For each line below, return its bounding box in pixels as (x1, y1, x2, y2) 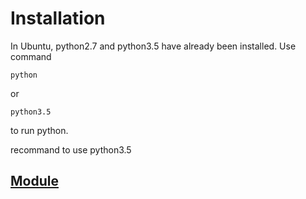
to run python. (10, 124, 69, 136)
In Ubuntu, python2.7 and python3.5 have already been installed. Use (10, 40, 297, 52)
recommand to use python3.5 (10, 143, 132, 156)
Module (10, 173, 59, 190)
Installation (10, 7, 106, 30)
